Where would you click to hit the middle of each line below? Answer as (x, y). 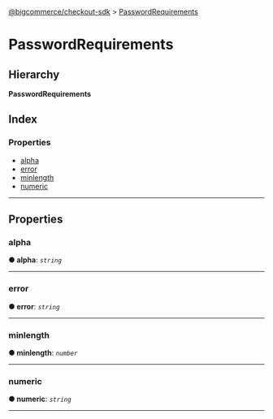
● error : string (34, 306)
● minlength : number (43, 352)
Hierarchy (34, 74)
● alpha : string (35, 260)
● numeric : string (40, 399)
